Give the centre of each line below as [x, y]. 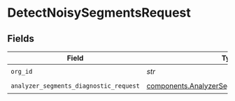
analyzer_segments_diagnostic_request [75, 86]
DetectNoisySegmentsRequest [99, 13]
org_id [22, 71]
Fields [21, 39]
